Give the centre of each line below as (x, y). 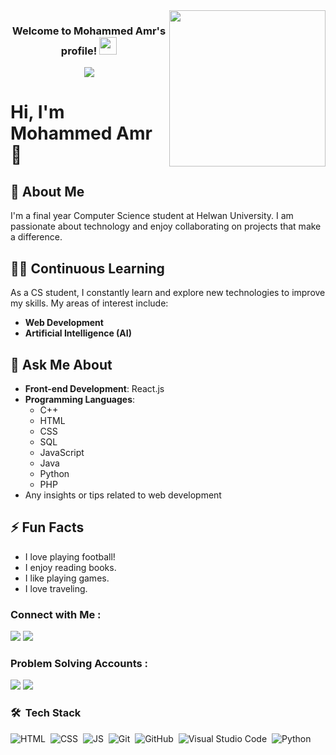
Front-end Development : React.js (94, 388)
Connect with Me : (56, 614)
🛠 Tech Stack (46, 713)
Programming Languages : (80, 399)
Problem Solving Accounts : (79, 663)
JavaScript (62, 452)
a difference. (36, 237)
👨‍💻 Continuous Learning (87, 268)
